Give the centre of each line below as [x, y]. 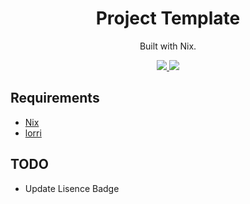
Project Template [168, 18]
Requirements [55, 98]
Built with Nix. [168, 46]
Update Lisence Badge [72, 188]
